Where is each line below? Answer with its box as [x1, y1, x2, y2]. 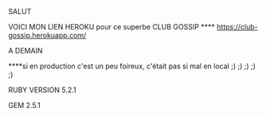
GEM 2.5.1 [8, 101, 41, 110]
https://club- [216, 22, 259, 31]
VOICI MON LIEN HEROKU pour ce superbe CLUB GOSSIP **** [8, 22, 215, 31]
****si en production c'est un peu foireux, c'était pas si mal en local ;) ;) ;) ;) [8, 61, 256, 71]
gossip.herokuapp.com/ [8, 31, 87, 40]
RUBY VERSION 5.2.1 [8, 85, 77, 95]
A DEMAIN [8, 46, 43, 55]
